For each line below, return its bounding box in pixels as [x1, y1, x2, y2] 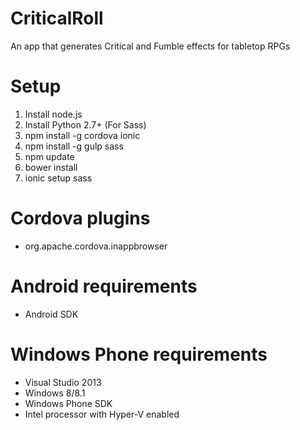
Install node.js [24, 108, 83, 120]
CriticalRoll [10, 7, 104, 30]
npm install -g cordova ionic [24, 129, 141, 141]
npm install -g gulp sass [24, 140, 124, 152]
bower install [24, 161, 78, 173]
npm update [24, 150, 75, 162]
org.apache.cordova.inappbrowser [24, 240, 168, 252]
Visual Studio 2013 [24, 376, 102, 388]
